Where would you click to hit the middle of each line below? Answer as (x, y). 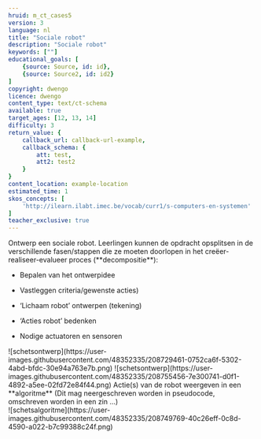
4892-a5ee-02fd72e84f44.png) (60, 385)
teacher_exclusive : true (49, 221)
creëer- (217, 251)
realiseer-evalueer (38, 260)
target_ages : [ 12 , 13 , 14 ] (52, 118)
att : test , (54, 154)
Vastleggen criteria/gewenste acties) (79, 290)
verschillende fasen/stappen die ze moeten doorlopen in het (106, 251)
